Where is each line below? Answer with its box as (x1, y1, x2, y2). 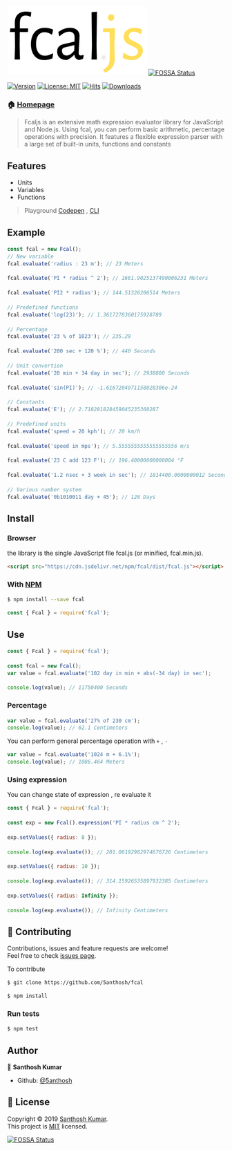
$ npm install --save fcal (7, 596, 85, 603)
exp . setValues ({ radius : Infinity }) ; (7, 892, 119, 899)
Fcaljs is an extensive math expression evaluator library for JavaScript (23, 118, 223, 126)
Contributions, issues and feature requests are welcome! (7, 944, 168, 952)
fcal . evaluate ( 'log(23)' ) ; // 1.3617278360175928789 (7, 311, 162, 318)
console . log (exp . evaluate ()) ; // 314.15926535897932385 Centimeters (7, 878, 209, 885)
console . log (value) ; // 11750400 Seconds (7, 684, 128, 691)
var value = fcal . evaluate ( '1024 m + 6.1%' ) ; (7, 751, 140, 758)
